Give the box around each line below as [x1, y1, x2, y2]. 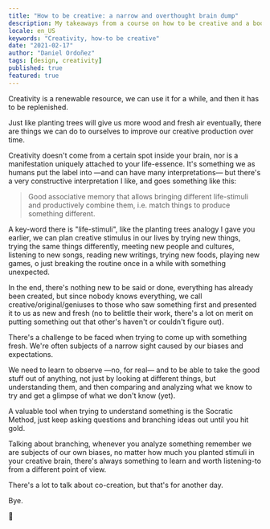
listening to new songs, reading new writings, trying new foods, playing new [8, 250, 260, 260]
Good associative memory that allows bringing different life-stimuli [27, 191, 249, 201]
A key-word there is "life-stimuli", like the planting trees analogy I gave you [8, 224, 256, 234]
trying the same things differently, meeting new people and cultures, [8, 241, 235, 251]
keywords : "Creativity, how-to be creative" [8, 34, 160, 43]
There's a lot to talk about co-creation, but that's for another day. [8, 480, 223, 490]
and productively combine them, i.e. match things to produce [27, 200, 231, 210]
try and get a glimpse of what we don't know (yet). [8, 391, 176, 400]
